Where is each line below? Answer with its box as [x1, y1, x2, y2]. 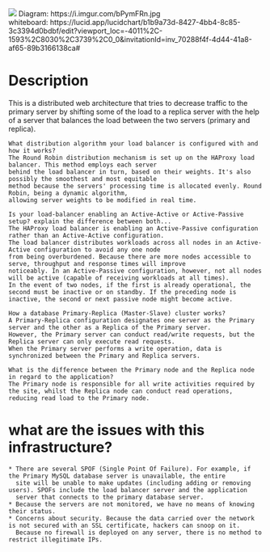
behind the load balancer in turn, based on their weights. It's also [8, 167, 251, 176]
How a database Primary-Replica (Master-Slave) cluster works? [8, 309, 226, 318]
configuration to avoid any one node [33, 246, 161, 254]
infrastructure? [8, 438, 113, 457]
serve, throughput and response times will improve [8, 259, 186, 268]
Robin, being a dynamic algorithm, [8, 189, 129, 197]
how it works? [8, 146, 57, 154]
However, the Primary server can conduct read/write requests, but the [8, 331, 255, 339]
